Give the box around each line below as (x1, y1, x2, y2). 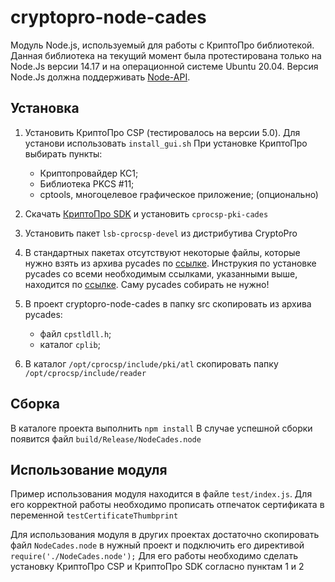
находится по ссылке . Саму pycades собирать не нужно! (24, 278, 270, 290)
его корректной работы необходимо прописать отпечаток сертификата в (10, 499, 325, 511)
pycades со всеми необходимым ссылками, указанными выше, (24, 267, 298, 280)
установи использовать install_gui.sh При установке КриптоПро (24, 137, 308, 149)
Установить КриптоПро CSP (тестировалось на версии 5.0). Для (24, 126, 301, 138)
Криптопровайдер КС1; (39, 167, 139, 179)
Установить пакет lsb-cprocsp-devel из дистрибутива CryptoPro (24, 227, 298, 239)
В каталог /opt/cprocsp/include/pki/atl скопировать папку (24, 357, 279, 370)
